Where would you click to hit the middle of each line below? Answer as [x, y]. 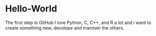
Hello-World [31, 9]
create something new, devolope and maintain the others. [65, 27]
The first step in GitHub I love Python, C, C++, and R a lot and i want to [78, 22]
